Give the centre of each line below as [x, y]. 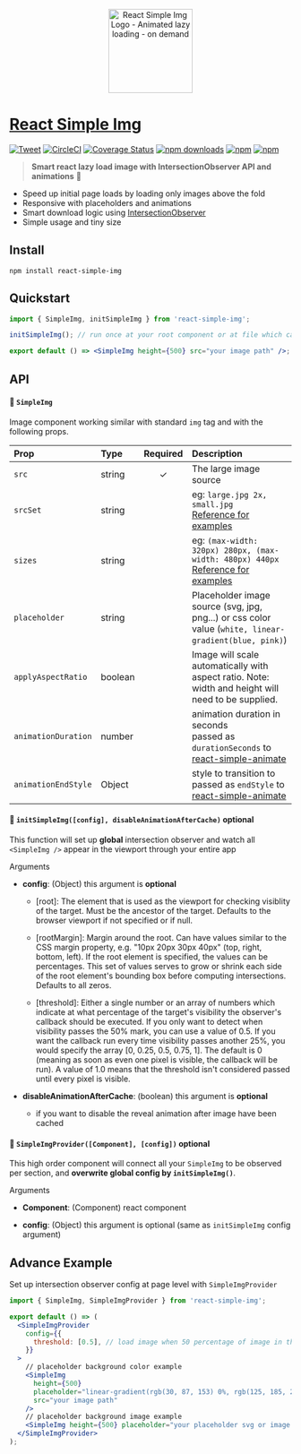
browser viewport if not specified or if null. [114, 920]
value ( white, [220, 629]
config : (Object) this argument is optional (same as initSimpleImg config [156, 1225]
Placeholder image [231, 595]
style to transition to [233, 773]
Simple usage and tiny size [72, 222]
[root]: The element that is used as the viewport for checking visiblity [163, 901]
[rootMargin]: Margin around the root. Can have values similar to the [161, 937]
